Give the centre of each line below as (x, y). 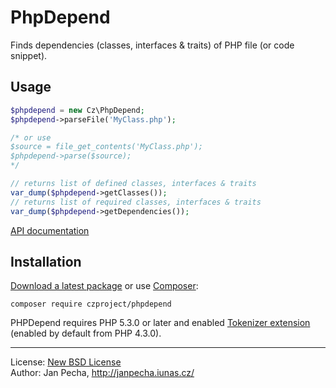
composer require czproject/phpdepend (91, 304)
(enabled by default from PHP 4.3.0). (86, 333)
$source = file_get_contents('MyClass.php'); (106, 147)
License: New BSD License (66, 362)
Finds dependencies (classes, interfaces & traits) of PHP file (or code (152, 45)
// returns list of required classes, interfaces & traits (136, 202)
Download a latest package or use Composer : (104, 286)
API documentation (50, 230)
